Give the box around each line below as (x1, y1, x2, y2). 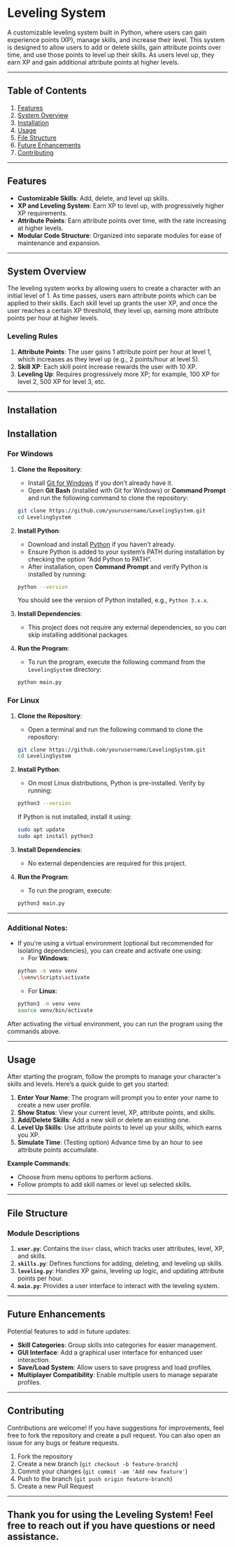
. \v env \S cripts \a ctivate (17, 974, 90, 981)
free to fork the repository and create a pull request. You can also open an (7, 1430, 221, 1440)
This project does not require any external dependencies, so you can (27, 623, 227, 632)
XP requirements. (17, 208, 68, 217)
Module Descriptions (7, 1228, 80, 1238)
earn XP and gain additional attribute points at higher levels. (7, 58, 180, 66)
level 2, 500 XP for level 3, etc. (17, 377, 106, 385)
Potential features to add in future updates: (7, 1327, 131, 1335)
